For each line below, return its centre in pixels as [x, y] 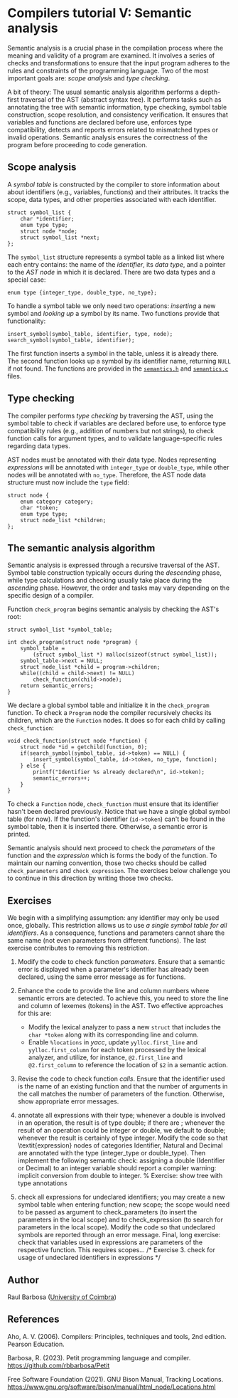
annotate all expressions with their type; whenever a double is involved [121, 1116]
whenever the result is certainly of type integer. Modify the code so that [123, 1138]
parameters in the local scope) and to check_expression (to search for [120, 1220]
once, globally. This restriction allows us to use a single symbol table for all [117, 926]
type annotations [42, 1183]
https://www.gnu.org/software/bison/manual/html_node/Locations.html [112, 1387]
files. [15, 376]
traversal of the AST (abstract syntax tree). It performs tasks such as [121, 99]
